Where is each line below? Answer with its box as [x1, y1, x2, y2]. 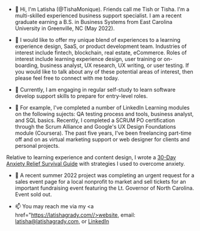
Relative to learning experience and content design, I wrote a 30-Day [6, 154, 177, 161]
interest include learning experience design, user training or [14, 56, 163, 62]
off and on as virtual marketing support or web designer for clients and [14, 136, 190, 143]
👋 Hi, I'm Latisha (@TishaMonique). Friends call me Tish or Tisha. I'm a [14, 6, 190, 13]
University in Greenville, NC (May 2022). [14, 25, 115, 32]
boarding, [14, 62, 39, 69]
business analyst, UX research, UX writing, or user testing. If [40, 62, 189, 69]
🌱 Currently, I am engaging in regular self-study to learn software [14, 86, 175, 93]
